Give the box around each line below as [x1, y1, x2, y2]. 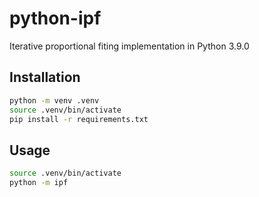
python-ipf [9, 7, 102, 30]
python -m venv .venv [9, 95, 100, 106]
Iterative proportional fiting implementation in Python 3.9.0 [9, 40, 250, 52]
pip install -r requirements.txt [9, 114, 149, 124]
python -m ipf [9, 178, 69, 188]
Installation [9, 69, 81, 86]
